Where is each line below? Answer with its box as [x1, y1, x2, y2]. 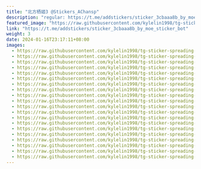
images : [6, 43, 26, 49]
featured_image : [6, 20, 47, 26]
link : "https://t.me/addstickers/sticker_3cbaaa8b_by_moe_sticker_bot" [6, 25, 188, 32]
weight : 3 [6, 31, 31, 37]
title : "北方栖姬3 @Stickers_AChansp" [6, 8, 100, 15]
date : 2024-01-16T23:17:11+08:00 [6, 37, 90, 43]
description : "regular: [6, 14, 66, 20]
